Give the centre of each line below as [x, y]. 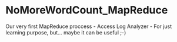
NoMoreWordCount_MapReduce [87, 10]
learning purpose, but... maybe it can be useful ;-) [66, 32]
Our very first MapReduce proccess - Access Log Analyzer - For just [88, 26]
